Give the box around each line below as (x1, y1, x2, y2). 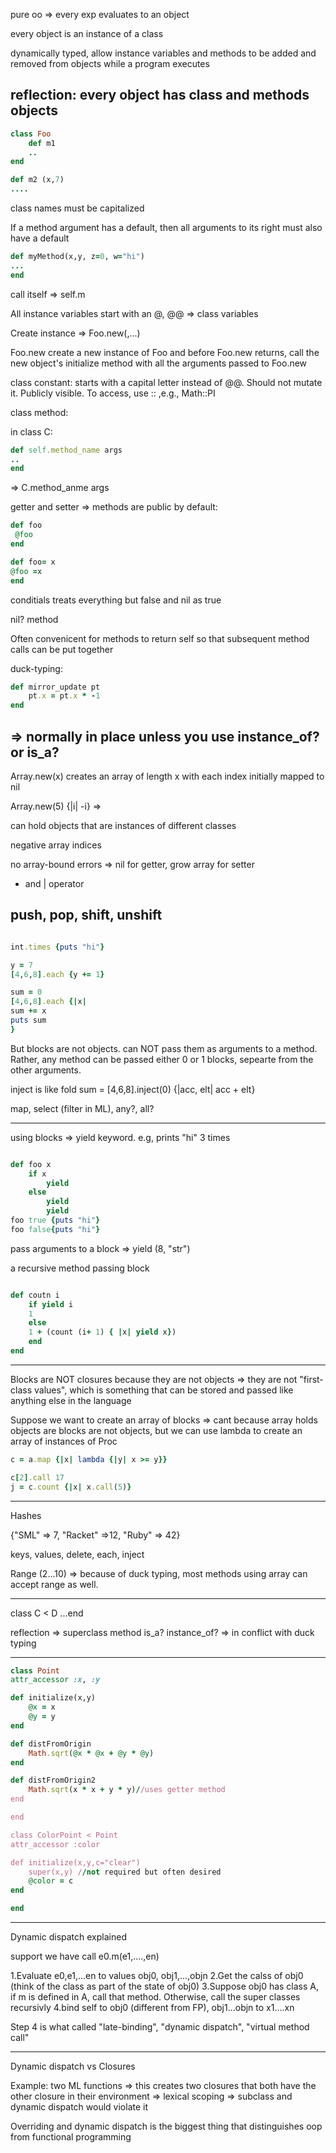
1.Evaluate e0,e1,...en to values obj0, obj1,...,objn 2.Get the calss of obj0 (10, 1970, 304, 1982)
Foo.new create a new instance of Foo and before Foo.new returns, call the (10, 346, 320, 358)
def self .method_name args (10, 445, 123, 455)
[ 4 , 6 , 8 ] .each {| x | (10, 997, 87, 1007)
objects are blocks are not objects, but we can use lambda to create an (10, 1424, 303, 1436)
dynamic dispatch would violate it (10, 2101, 149, 2113)
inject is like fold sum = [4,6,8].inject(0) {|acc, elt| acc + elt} (10, 1083, 256, 1095)
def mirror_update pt (10, 682, 101, 692)
